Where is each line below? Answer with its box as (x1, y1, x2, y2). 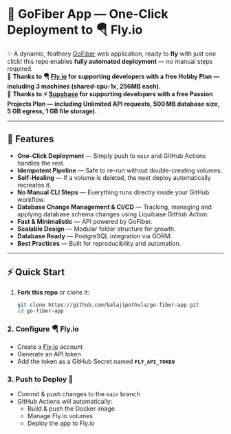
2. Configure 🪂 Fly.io (7, 324, 79, 334)
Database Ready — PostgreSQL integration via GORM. (16, 231, 173, 240)
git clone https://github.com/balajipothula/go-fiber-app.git (16, 301, 199, 308)
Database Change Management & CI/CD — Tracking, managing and (16, 203, 212, 211)
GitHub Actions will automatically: (16, 397, 113, 405)
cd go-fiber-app (16, 308, 64, 315)
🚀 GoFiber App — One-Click (7, 6, 168, 22)
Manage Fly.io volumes (27, 411, 93, 420)
